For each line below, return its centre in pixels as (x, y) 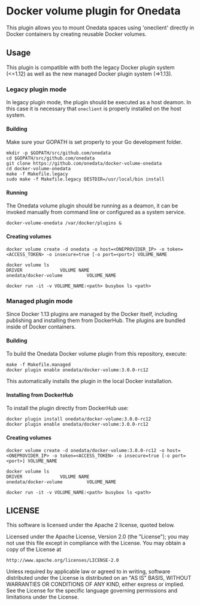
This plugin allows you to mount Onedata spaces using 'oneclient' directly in (100, 28)
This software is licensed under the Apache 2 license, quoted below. (91, 525)
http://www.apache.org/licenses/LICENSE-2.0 (63, 561)
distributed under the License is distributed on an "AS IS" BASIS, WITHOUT (99, 578)
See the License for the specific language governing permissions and (92, 591)
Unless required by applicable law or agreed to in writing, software (88, 571)
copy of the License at (34, 549)
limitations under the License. (43, 597)
